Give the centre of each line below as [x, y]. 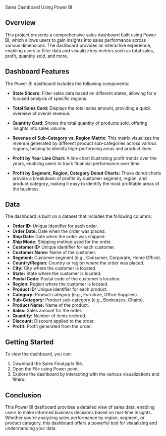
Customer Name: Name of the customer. [54, 253]
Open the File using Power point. [46, 369]
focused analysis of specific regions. [50, 98]
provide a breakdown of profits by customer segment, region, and [80, 178]
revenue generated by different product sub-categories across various [84, 143]
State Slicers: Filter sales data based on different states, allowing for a [84, 93]
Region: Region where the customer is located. [60, 284]
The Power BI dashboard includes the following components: [67, 84]
